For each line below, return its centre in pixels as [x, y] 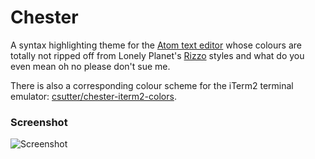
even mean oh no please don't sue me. [90, 66]
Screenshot [39, 122]
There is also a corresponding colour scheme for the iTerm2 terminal [152, 85]
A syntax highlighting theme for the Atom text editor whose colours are [156, 45]
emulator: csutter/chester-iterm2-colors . [93, 96]
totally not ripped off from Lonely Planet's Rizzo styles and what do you [157, 55]
